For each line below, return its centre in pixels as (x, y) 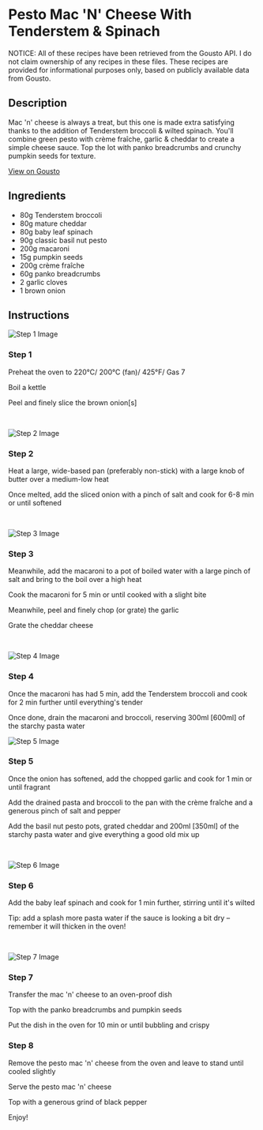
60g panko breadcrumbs (60, 273)
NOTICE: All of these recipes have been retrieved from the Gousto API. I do (130, 53)
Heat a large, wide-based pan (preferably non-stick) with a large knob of (126, 471)
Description (38, 103)
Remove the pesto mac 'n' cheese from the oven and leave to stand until (126, 1063)
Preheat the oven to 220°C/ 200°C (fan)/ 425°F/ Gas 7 (97, 372)
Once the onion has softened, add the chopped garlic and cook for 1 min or (130, 779)
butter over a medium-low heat (58, 479)
